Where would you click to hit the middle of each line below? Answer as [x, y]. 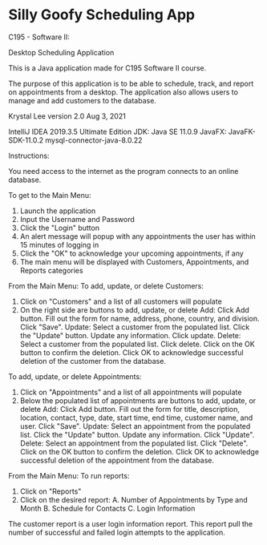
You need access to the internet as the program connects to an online [123, 171]
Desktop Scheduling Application [61, 52]
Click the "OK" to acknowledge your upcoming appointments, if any [132, 253]
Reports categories [51, 270]
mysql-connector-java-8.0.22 [94, 140]
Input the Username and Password [77, 219]
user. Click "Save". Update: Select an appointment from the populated [135, 426]
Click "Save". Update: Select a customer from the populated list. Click [135, 327]
